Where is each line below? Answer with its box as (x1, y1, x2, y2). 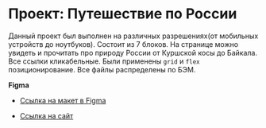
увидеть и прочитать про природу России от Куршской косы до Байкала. (8, 48, 258, 57)
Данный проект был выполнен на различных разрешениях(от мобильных (8, 31, 259, 41)
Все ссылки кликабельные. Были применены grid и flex (8, 56, 200, 66)
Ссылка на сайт (19, 111, 74, 120)
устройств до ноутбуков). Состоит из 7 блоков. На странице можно (8, 39, 239, 48)
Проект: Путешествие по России (8, 5, 237, 23)
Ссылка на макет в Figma (19, 95, 106, 105)
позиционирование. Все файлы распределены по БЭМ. (8, 64, 196, 74)
